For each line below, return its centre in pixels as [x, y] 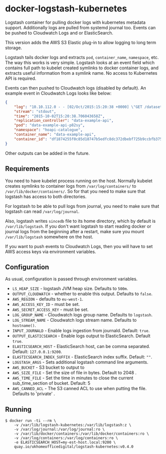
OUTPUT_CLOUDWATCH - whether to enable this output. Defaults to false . [82, 294]
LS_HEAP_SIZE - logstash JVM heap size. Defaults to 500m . [70, 289]
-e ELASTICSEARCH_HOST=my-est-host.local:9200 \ [65, 443]
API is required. [21, 78]
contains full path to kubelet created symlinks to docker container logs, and [82, 68]
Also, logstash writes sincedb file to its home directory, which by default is [80, 221]
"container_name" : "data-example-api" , [55, 135]
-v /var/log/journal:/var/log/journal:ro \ [60, 429]
